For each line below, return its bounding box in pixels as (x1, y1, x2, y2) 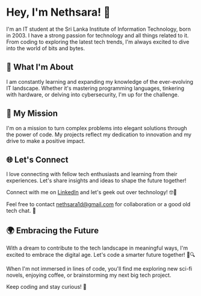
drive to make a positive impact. (6, 137, 85, 144)
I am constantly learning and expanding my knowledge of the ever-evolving (6, 78, 194, 85)
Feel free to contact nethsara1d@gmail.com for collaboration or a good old (6, 201, 191, 208)
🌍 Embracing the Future (6, 225, 99, 236)
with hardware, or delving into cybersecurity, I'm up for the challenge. (6, 90, 179, 98)
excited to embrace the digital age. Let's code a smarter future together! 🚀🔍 (6, 251, 196, 259)
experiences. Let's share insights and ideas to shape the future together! (6, 177, 187, 184)
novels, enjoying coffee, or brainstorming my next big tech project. (6, 271, 172, 279)
